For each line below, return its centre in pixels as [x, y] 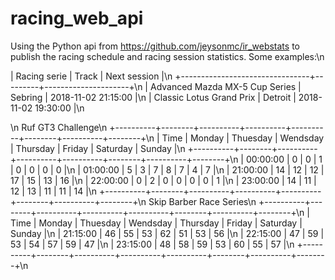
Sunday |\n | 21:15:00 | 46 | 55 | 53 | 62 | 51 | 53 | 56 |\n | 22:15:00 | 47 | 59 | [167, 233]
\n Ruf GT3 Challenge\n [59, 127]
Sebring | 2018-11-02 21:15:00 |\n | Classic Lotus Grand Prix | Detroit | [153, 97]
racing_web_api [77, 18]
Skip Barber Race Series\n [202, 201]
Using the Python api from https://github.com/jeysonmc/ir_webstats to [155, 46]
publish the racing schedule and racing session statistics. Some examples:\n [167, 56]
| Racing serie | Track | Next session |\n [91, 76]
